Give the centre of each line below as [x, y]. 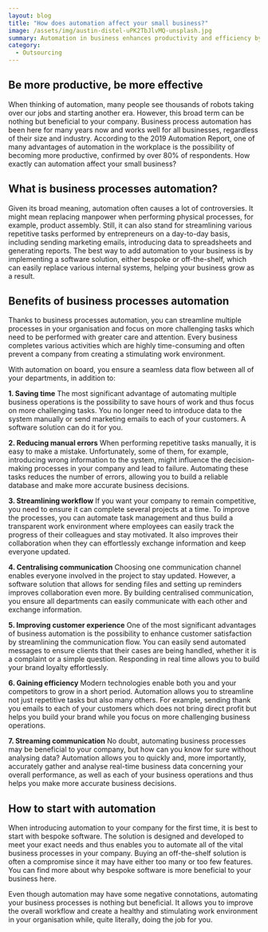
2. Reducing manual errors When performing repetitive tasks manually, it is [132, 443]
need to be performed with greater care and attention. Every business [123, 337]
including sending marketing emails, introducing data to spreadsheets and [130, 242]
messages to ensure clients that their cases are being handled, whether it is [132, 651]
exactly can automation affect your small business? [93, 164]
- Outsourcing [39, 53]
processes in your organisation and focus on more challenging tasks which [132, 329]
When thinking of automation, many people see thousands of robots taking [131, 104]
